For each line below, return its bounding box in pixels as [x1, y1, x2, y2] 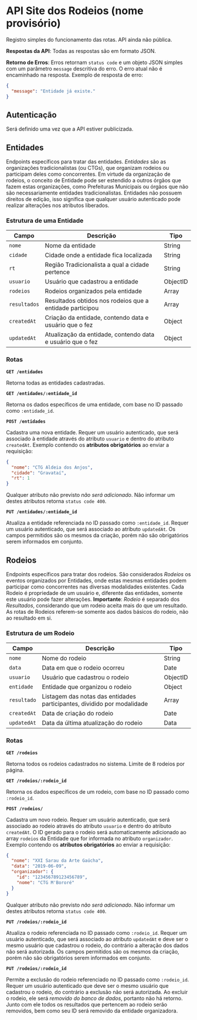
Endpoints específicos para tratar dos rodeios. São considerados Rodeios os [6, 570, 191, 577]
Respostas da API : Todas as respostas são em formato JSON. [6, 47, 157, 54]
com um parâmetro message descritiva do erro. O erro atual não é [6, 65, 162, 72]
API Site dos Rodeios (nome [6, 4, 144, 18]
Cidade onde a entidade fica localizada [45, 251, 152, 259]
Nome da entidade [45, 242, 96, 250]
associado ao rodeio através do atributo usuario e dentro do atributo [6, 822, 172, 830]
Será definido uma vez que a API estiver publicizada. [6, 125, 134, 133]
